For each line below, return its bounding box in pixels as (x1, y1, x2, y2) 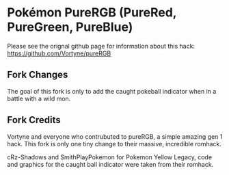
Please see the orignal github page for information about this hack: (7, 42, 196, 50)
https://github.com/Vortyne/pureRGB (7, 49, 111, 57)
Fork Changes (7, 69, 68, 81)
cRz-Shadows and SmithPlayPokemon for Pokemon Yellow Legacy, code (7, 152, 213, 161)
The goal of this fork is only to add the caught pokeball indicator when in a (7, 87, 217, 95)
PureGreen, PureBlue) (7, 19, 133, 35)
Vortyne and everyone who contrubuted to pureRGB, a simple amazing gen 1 (7, 132, 223, 141)
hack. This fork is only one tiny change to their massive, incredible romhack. (7, 139, 222, 148)
